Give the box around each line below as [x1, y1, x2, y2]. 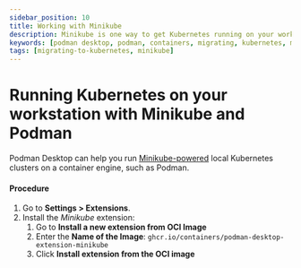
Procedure [9, 183, 49, 194]
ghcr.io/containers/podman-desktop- [147, 233, 285, 242]
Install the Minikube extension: [21, 212, 135, 223]
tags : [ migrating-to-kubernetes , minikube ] [9, 47, 175, 56]
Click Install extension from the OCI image [35, 248, 195, 260]
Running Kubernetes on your [9, 85, 228, 106]
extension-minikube [35, 241, 109, 250]
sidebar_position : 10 [9, 13, 90, 22]
